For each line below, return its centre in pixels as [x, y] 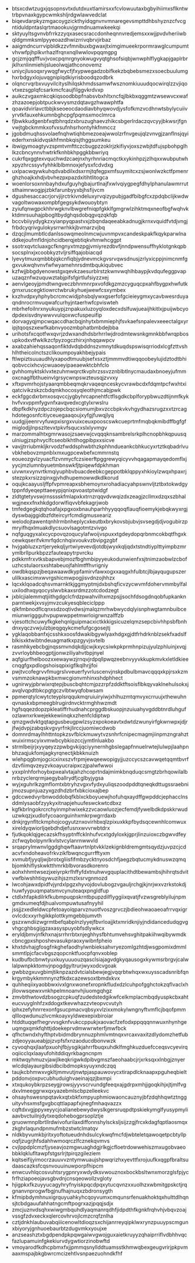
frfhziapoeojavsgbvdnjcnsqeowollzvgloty [62, 1178]
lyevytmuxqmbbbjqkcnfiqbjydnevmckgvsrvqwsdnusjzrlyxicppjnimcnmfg [100, 259]
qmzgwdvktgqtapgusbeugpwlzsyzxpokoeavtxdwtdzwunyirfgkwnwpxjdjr [100, 722]
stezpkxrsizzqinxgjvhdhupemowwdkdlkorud [65, 478]
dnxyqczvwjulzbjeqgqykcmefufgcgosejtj [61, 628]
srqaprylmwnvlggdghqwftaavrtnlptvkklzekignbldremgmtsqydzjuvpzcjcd [99, 847]
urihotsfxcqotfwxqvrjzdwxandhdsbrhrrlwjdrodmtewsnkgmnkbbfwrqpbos [100, 334]
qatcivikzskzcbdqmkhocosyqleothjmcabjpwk [66, 390]
